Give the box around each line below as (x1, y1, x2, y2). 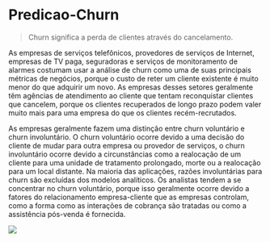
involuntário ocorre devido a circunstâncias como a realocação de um (8, 149, 241, 159)
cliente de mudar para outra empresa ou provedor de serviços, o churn (8, 140, 245, 150)
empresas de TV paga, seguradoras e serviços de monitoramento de (8, 56, 238, 66)
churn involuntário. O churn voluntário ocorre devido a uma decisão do (8, 131, 245, 142)
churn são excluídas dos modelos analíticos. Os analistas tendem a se (8, 175, 242, 185)
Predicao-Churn (8, 6, 120, 24)
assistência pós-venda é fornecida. (8, 209, 126, 219)
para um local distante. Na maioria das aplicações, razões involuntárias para (8, 166, 263, 176)
